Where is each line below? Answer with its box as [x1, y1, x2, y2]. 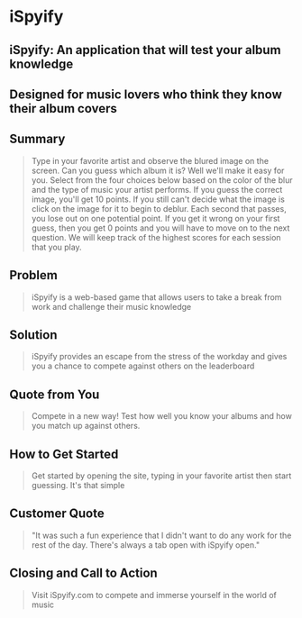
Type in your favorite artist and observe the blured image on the [31, 155, 269, 166]
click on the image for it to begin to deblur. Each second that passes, [31, 203, 287, 214]
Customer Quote [9, 506, 105, 522]
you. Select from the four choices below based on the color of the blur [31, 174, 293, 186]
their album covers [9, 101, 117, 116]
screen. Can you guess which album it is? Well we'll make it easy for [31, 165, 285, 176]
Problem [9, 268, 59, 283]
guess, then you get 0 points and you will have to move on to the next [31, 223, 290, 233]
